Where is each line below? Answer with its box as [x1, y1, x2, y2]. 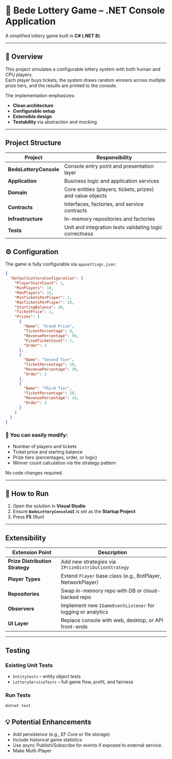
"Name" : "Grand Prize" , [24, 324, 74, 329]
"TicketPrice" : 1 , [14, 309, 54, 314]
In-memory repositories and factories [64, 215, 155, 222]
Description [98, 549, 127, 556]
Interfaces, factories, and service [64, 200, 144, 207]
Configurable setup [12, 108, 55, 114]
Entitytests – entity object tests [12, 673, 81, 679]
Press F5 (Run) [12, 514, 45, 520]
